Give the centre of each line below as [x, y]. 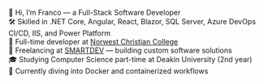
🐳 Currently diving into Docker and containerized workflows [108, 71]
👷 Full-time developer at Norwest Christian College [93, 42]
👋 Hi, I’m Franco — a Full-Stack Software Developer [95, 13]
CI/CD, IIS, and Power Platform [60, 33]
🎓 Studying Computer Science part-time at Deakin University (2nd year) [130, 59]
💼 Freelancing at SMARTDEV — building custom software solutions [121, 50]
